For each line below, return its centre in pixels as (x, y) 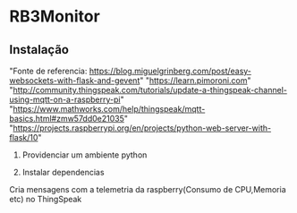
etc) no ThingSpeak (46, 199)
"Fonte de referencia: (48, 71)
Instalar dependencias (63, 172)
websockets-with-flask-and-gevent (75, 81)
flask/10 (24, 137)
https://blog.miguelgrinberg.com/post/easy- (170, 71)
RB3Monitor (55, 17)
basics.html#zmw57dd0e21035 (67, 119)
